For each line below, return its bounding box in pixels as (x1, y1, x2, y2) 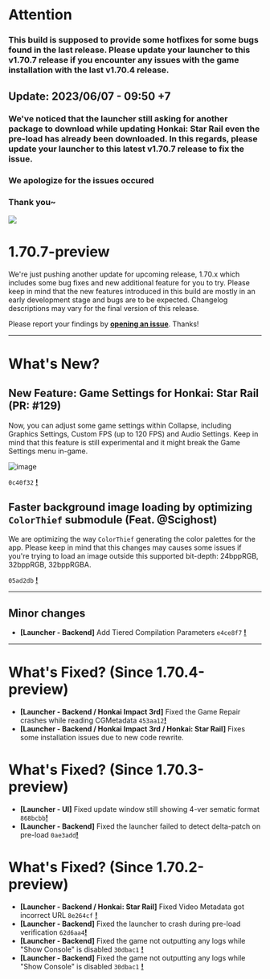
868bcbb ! (19, 813, 48, 823)
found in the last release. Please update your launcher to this (8, 44, 251, 55)
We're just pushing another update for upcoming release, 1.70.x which (8, 269, 240, 279)
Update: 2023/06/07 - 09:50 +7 (8, 89, 171, 103)
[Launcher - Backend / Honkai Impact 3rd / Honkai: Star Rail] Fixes (19, 724, 246, 734)
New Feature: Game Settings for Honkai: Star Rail (8, 387, 260, 400)
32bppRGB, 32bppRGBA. (8, 560, 92, 570)
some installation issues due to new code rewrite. (19, 733, 184, 743)
